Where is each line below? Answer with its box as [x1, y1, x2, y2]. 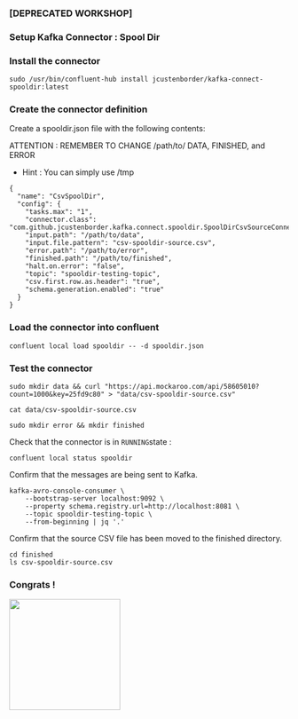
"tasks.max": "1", [25, 208, 93, 217]
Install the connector [9, 54, 101, 67]
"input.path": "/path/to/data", [25, 231, 145, 240]
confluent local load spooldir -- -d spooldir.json [9, 341, 204, 351]
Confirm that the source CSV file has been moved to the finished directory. [9, 533, 282, 544]
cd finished [9, 550, 53, 559]
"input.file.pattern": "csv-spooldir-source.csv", [25, 239, 216, 248]
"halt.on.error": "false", [25, 262, 125, 271]
